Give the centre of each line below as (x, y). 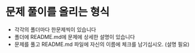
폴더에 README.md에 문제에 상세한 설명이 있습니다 (74, 37)
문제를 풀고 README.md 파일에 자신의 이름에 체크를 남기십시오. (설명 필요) (102, 44)
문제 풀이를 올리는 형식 (58, 12)
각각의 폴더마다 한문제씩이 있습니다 (55, 29)
